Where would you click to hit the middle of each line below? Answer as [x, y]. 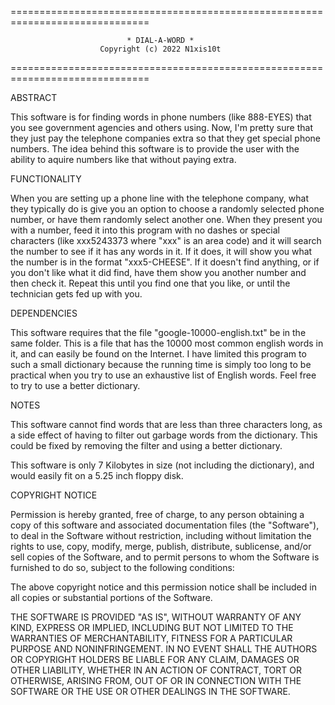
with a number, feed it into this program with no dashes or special [145, 230]
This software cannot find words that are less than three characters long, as [166, 424]
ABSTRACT [34, 97]
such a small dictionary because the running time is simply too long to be [161, 364]
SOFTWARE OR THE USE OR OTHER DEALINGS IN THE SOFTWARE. [150, 691]
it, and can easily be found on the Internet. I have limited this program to [158, 354]
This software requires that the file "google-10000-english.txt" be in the [158, 332]
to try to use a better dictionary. [75, 385]
